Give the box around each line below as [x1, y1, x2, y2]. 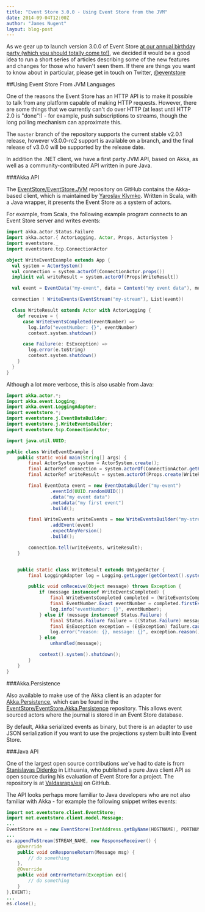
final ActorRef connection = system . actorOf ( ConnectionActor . [28, 466, 190, 472]
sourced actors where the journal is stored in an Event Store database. [6, 711, 184, 718]
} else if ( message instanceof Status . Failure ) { [38, 612, 168, 618]
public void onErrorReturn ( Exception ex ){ [17, 872, 127, 878]
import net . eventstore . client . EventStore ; [6, 809, 116, 815]
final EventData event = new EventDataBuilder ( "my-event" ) [28, 483, 182, 489]
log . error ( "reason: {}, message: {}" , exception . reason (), [49, 629, 203, 635]
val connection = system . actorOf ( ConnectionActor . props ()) [12, 268, 165, 274]
